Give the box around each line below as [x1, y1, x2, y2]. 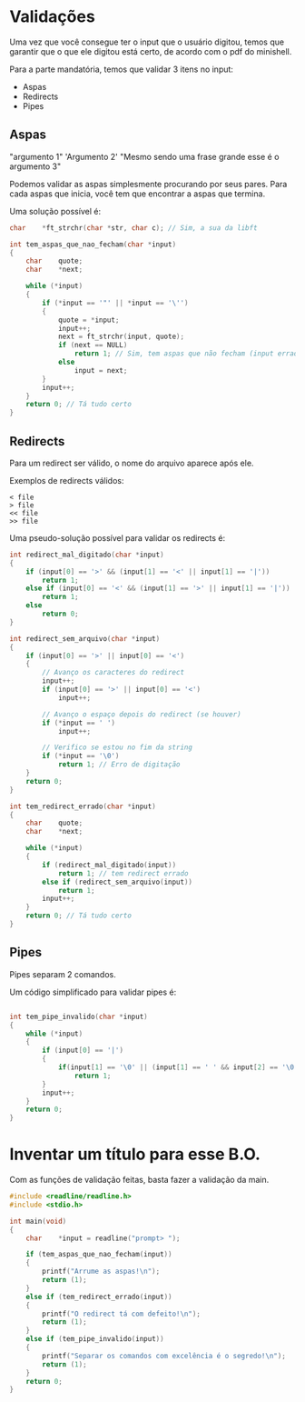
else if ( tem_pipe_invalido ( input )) [25, 1335, 165, 1344]
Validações [9, 6, 95, 27]
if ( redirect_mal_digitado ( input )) [42, 860, 177, 869]
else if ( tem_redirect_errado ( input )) [25, 1292, 172, 1301]
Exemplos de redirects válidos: [9, 475, 124, 486]
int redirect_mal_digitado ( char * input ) [9, 550, 165, 559]
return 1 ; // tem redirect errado [57, 868, 189, 878]
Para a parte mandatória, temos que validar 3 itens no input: [9, 64, 234, 75]
